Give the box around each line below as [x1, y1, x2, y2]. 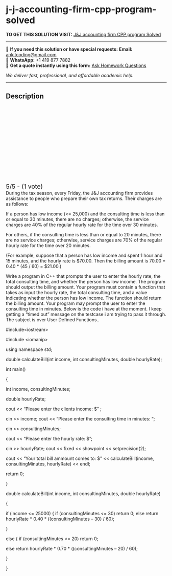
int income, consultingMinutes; [6, 386, 71, 392]
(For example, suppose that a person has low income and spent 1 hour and [6, 252, 163, 258]
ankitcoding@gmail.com [6, 51, 57, 57]
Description [6, 92, 44, 101]
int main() [6, 366, 26, 372]
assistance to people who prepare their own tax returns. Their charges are [6, 195, 162, 202]
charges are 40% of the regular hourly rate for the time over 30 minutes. [6, 221, 158, 228]
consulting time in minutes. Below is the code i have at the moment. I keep [6, 305, 162, 312]
